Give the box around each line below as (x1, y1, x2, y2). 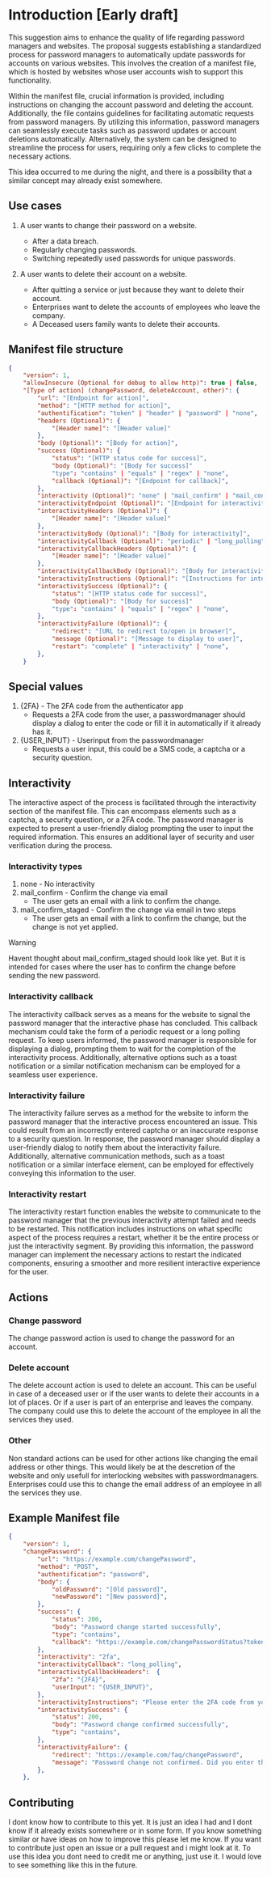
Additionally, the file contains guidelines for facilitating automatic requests (8, 108, 254, 118)
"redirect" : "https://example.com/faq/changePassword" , (51, 1750, 244, 1759)
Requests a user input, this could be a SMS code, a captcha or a (31, 744, 246, 754)
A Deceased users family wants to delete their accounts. (31, 319, 220, 329)
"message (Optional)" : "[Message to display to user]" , (51, 635, 244, 643)
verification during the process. (8, 841, 113, 850)
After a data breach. (31, 236, 99, 246)
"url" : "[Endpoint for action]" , (37, 394, 150, 402)
